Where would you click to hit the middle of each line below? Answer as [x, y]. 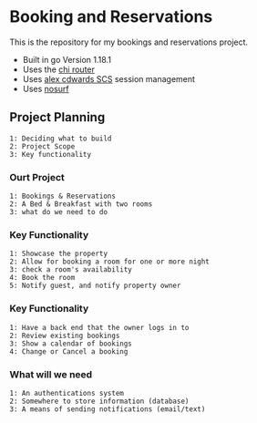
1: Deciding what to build [61, 139]
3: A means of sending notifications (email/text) [108, 409]
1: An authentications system [67, 393]
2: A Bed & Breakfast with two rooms [81, 204]
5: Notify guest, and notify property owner [95, 286]
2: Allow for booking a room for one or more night [109, 262]
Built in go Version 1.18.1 [67, 59]
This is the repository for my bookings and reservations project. [129, 42]
